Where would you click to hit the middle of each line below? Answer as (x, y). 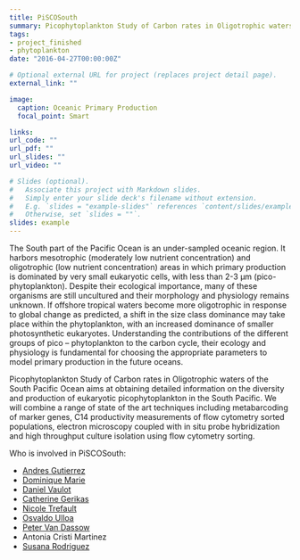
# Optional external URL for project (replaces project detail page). (143, 75)
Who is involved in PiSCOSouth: (68, 453)
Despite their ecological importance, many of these (163, 286)
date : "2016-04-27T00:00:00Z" (66, 59)
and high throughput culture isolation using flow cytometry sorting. (132, 436)
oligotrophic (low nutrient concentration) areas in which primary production (148, 267)
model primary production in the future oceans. (96, 362)
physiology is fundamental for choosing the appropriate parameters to (138, 352)
